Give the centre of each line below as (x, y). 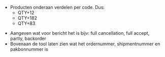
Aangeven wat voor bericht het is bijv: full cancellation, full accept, (80, 33)
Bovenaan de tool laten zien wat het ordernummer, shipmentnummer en (85, 44)
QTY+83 (26, 23)
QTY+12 (26, 13)
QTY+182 (27, 18)
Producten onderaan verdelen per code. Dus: (57, 7)
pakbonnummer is (29, 49)
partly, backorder (28, 38)
